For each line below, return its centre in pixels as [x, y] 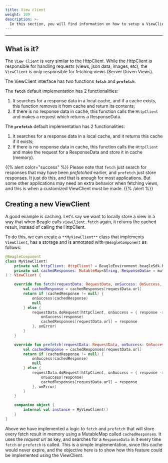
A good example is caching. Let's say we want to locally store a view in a [80, 216]
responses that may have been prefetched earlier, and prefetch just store [81, 173]
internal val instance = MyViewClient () [66, 410]
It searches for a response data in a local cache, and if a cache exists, [84, 101]
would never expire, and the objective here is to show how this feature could [84, 450]
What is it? [22, 49]
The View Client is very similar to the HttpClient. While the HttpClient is [79, 61]
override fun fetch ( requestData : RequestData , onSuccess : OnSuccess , [88, 284]
